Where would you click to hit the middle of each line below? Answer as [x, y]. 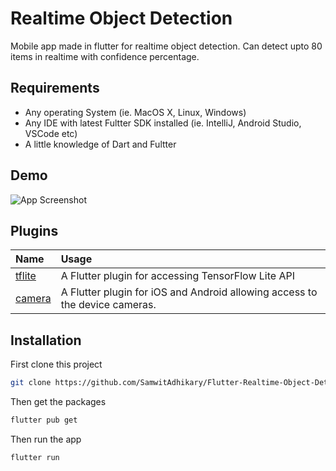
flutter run [35, 457]
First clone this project [56, 364]
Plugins [34, 230]
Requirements [55, 88]
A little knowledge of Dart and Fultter [100, 144]
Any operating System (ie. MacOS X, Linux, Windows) [135, 112]
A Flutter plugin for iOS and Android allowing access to [189, 292]
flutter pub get [44, 420]
